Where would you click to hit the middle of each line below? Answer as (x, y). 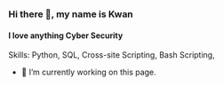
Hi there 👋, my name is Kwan (71, 14)
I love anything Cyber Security (66, 35)
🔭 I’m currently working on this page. (88, 72)
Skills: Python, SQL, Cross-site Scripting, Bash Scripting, (111, 55)
